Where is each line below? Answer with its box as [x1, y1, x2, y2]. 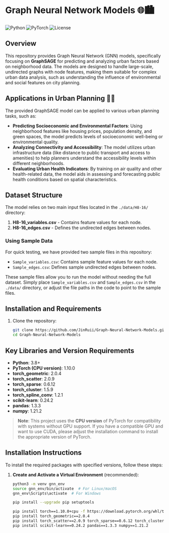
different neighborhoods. [12, 160, 65, 166]
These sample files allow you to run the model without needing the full [5, 274, 151, 280]
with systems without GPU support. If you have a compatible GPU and [17, 423, 163, 430]
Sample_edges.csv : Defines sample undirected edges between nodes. [12, 264, 156, 270]
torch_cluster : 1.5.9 [12, 387, 54, 393]
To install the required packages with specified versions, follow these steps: [5, 462, 163, 468]
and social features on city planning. [5, 79, 81, 85]
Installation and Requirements [5, 304, 102, 313]
